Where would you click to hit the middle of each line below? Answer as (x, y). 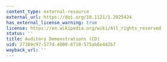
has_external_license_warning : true (52, 22)
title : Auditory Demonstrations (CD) (53, 39)
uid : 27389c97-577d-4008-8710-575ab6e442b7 (61, 45)
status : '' (20, 34)
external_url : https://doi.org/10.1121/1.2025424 (69, 17)
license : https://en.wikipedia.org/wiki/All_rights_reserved (84, 28)
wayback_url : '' (26, 50)
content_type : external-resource (48, 12)
